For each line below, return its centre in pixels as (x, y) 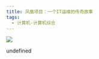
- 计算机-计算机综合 (34, 23)
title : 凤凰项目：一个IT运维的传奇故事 (49, 12)
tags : (13, 17)
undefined (19, 51)
